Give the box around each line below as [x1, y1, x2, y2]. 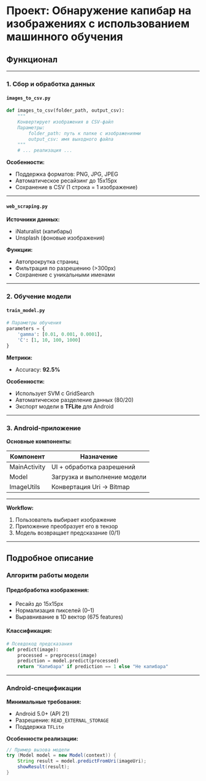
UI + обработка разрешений [51, 463, 136, 471]
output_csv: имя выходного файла [28, 136, 114, 142]
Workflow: [6, 504, 34, 512]
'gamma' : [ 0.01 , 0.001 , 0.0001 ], [17, 331, 103, 338]
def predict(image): [6, 646, 59, 653]
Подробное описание [6, 552, 94, 563]
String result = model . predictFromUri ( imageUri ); [17, 758, 147, 764]
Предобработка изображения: [6, 586, 90, 594]
